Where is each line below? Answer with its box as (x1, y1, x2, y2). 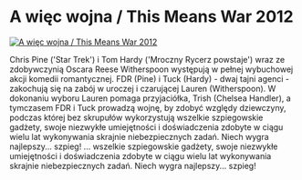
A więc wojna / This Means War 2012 (9, 6, 294, 27)
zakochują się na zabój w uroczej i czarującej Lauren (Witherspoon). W (9, 83, 276, 94)
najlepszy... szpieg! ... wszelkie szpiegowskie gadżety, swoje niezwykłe (9, 141, 278, 152)
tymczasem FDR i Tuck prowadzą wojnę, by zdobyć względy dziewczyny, (9, 102, 286, 113)
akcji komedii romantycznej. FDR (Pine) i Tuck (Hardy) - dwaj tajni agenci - (9, 73, 290, 84)
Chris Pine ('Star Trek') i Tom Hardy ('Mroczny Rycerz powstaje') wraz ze (9, 54, 286, 65)
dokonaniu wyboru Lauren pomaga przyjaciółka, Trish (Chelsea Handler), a (9, 93, 292, 104)
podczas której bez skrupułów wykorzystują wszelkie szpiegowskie (9, 112, 264, 123)
